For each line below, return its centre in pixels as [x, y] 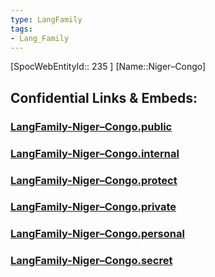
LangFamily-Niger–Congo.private [93, 207]
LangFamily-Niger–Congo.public [91, 126]
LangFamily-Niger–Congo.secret [91, 261]
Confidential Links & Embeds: [104, 97]
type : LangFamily [46, 19]
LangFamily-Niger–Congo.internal [95, 153]
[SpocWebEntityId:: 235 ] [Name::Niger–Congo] [108, 67]
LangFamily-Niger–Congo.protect [94, 180]
